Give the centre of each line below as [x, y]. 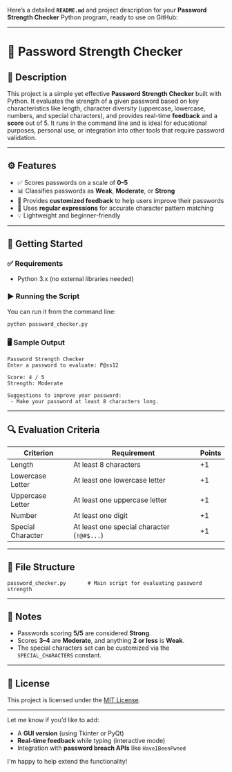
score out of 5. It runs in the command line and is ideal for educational [107, 123]
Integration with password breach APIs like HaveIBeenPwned [101, 748]
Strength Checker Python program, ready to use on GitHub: [93, 17]
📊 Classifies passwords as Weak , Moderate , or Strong [96, 191]
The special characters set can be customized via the [93, 648]
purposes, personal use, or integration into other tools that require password [116, 130]
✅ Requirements [35, 264]
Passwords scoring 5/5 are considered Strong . [84, 633]
